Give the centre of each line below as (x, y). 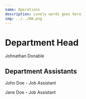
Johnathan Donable (25, 56)
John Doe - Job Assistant (31, 83)
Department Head (42, 42)
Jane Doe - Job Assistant (30, 92)
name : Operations (23, 9)
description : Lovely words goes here (43, 14)
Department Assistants (41, 71)
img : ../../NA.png (24, 18)
